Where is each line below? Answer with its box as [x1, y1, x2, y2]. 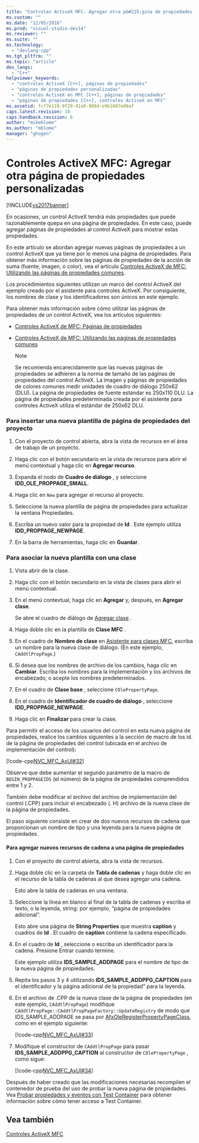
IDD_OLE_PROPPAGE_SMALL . [14, 480, 89, 487]
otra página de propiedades [6, 169, 146, 183]
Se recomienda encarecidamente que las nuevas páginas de [14, 363, 163, 370]
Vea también [6, 1115, 54, 1125]
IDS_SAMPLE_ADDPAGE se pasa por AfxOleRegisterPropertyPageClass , [14, 1013, 191, 1020]
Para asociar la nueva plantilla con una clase [6, 554, 137, 562]
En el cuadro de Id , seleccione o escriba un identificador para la [14, 940, 173, 947]
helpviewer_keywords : [6, 75, 60, 81]
